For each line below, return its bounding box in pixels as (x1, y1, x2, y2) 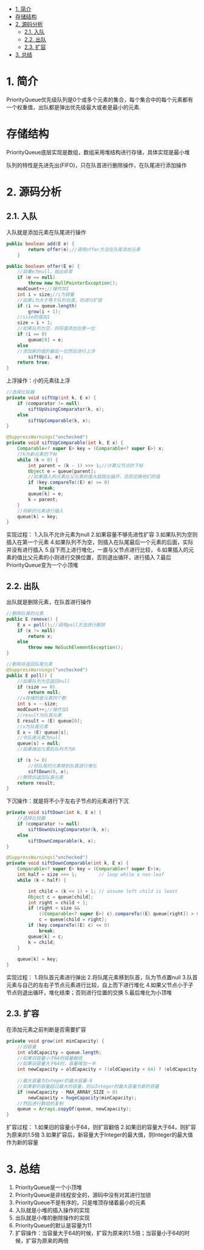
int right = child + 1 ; (28, 899, 88, 905)
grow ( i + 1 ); (28, 309, 61, 315)
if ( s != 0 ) (17, 757, 47, 763)
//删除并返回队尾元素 (6, 661, 53, 668)
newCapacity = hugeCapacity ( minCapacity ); (28, 1095, 137, 1101)
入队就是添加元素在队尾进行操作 (6, 228, 86, 236)
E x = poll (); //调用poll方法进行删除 (17, 621, 105, 628)
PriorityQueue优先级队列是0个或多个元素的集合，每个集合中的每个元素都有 (6, 96, 194, 103)
